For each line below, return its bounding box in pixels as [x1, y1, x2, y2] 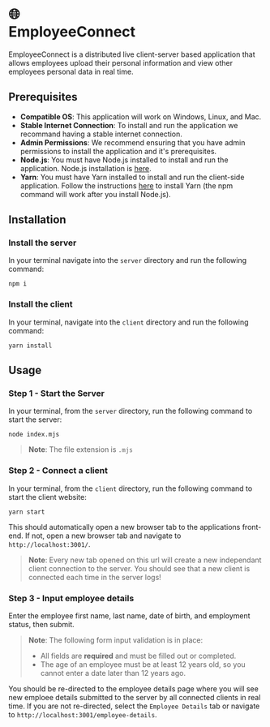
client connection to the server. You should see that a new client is [28, 563, 251, 573]
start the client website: [8, 492, 87, 501]
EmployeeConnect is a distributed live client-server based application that [8, 49, 255, 59]
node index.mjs [8, 431, 60, 439]
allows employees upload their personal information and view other [8, 58, 234, 67]
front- [242, 522, 262, 531]
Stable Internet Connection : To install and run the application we [19, 120, 238, 130]
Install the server [8, 237, 77, 248]
